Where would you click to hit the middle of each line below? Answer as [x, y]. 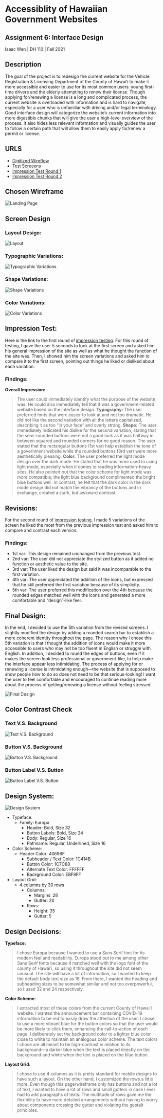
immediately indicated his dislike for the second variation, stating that [86, 430]
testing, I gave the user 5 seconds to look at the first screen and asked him [80, 345]
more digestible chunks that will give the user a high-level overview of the [79, 118]
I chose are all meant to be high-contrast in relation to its [73, 1044]
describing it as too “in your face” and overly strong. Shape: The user [87, 425]
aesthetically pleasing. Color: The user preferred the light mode [81, 456]
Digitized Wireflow [30, 160]
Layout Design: [23, 232]
